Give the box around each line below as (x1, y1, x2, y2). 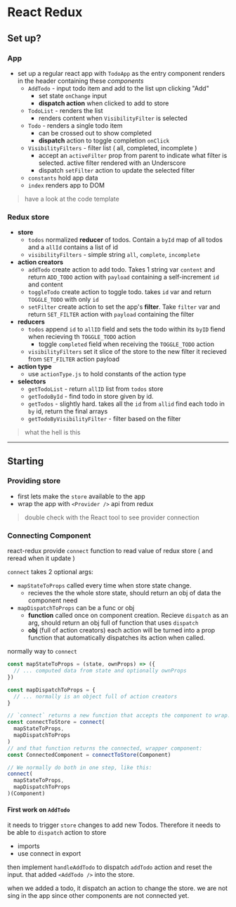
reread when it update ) (7, 554, 75, 562)
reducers (17, 317, 46, 326)
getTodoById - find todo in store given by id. (27, 392, 154, 401)
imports (17, 842, 40, 850)
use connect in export (17, 849, 81, 858)
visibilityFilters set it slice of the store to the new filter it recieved (27, 347, 227, 356)
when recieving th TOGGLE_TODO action (27, 333, 136, 341)
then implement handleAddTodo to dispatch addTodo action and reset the (7, 863, 213, 871)
